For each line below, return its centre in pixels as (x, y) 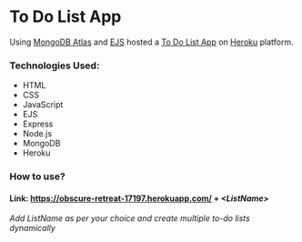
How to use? (37, 176)
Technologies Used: (55, 66)
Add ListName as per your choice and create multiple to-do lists (130, 218)
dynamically (33, 228)
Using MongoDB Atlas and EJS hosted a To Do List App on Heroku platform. (151, 42)
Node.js (37, 134)
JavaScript (43, 105)
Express (38, 124)
